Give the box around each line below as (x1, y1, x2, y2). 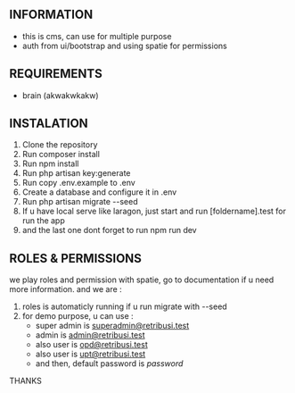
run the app (21, 215, 65, 226)
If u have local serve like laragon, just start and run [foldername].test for (21, 205, 287, 217)
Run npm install (21, 158, 79, 169)
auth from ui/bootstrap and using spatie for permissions (21, 40, 227, 51)
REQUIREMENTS (9, 66, 102, 81)
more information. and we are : (9, 284, 122, 295)
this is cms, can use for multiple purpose (21, 30, 172, 41)
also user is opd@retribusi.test (35, 339, 149, 350)
